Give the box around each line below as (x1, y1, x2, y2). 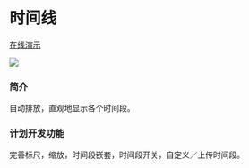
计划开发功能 (9, 127, 65, 139)
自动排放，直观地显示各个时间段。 (9, 103, 135, 113)
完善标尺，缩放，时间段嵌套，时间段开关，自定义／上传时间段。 (9, 149, 245, 160)
